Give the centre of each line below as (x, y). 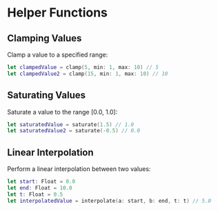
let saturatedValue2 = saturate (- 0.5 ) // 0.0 (73, 131)
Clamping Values (44, 38)
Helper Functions (58, 13)
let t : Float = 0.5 (35, 194)
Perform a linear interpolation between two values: (79, 169)
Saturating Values (47, 96)
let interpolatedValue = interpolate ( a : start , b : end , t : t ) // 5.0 (109, 201)
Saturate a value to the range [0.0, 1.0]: (62, 112)
